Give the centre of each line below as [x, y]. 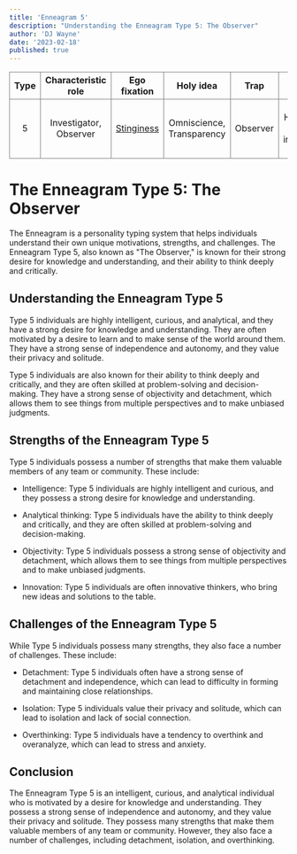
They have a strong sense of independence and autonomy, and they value [145, 348]
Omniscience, [197, 123]
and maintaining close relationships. [87, 691]
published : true [39, 50]
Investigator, [76, 123]
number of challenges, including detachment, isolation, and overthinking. [142, 840]
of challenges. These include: [63, 655]
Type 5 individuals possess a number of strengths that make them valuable [146, 462]
